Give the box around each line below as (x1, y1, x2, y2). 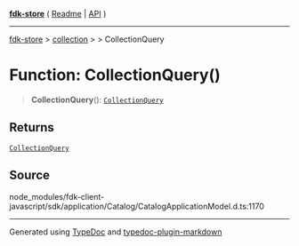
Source (9, 168, 51, 183)
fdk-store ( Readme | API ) (9, 9, 107, 19)
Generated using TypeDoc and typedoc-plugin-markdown (9, 226, 222, 237)
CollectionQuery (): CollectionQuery (30, 94, 164, 105)
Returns (9, 120, 55, 135)
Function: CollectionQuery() (9, 65, 221, 85)
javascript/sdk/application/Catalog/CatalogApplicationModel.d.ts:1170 (9, 201, 265, 211)
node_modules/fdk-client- (9, 191, 105, 202)
